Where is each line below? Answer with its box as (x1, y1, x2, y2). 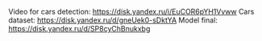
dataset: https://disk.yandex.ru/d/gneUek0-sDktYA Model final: (8, 15, 218, 25)
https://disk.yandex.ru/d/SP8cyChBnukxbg (8, 24, 151, 33)
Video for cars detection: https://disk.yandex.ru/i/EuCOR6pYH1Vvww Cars (8, 7, 255, 16)
